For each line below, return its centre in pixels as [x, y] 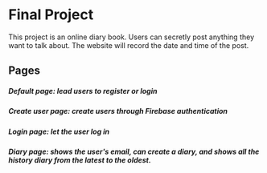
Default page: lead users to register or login [83, 91]
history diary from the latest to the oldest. [80, 160]
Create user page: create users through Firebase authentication [118, 111]
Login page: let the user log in [59, 131]
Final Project [51, 15]
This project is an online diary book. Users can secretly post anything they [131, 37]
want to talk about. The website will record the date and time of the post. [129, 45]
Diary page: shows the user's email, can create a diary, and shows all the [134, 152]
